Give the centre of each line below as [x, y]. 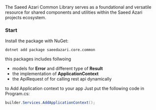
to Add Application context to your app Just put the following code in [75, 88]
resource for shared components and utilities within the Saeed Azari [74, 12]
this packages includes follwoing [38, 59]
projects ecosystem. [26, 17]
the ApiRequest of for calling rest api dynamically [62, 79]
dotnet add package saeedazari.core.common [50, 50]
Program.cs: [17, 94]
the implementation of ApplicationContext [55, 74]
